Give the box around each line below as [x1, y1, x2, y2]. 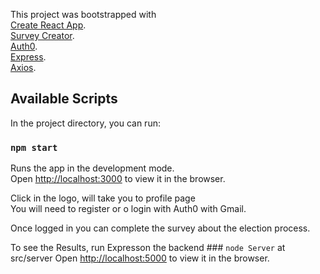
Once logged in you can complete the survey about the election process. [10, 222, 311, 234]
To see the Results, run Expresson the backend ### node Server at [10, 242, 286, 254]
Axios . [10, 62, 37, 73]
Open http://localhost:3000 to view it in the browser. [10, 173, 226, 185]
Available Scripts [10, 90, 118, 108]
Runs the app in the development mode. [10, 162, 175, 174]
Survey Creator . [10, 30, 75, 41]
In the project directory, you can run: [10, 117, 161, 129]
